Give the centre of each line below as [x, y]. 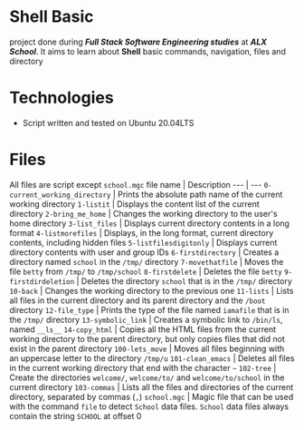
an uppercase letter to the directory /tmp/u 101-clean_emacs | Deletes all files [152, 358]
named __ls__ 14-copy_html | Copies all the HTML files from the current [143, 329]
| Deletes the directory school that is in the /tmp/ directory [184, 281]
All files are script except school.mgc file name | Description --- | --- [136, 184]
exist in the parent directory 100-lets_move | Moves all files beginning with [147, 348]
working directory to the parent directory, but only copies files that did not [147, 338]
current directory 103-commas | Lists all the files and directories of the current [152, 386]
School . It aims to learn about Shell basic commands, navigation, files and [148, 51]
